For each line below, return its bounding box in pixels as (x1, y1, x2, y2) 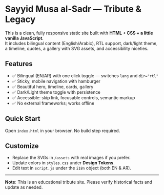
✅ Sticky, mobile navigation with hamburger (12, 78, 101, 84)
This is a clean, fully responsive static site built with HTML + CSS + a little (5, 30, 153, 36)
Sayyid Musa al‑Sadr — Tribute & (5, 3, 142, 15)
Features (5, 60, 33, 68)
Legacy (5, 14, 36, 25)
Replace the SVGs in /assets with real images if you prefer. (12, 155, 131, 161)
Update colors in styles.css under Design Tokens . (12, 160, 115, 166)
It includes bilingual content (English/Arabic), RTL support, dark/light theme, (5, 40, 158, 46)
